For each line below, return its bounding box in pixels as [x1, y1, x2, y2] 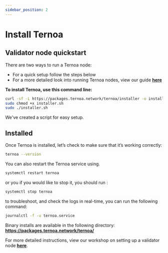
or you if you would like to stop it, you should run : [5, 179, 108, 185]
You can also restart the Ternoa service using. [5, 161, 100, 167]
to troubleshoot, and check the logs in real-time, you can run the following [5, 198, 158, 204]
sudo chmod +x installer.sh [5, 101, 64, 106]
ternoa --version [5, 152, 41, 157]
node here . [5, 243, 28, 249]
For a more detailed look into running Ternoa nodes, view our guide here [12, 77, 162, 83]
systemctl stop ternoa [5, 189, 52, 194]
